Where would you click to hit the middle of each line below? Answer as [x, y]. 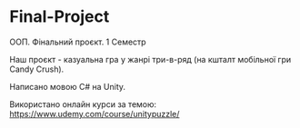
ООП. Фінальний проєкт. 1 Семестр [78, 42]
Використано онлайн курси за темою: [83, 104]
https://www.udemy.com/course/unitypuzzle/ [95, 113]
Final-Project [60, 17]
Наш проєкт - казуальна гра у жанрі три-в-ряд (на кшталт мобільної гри [150, 59]
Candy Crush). [37, 69]
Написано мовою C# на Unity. [67, 86]
